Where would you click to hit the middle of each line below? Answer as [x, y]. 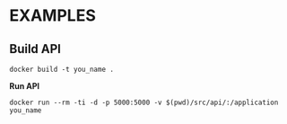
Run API [25, 86]
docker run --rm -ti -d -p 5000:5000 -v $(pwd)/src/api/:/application [144, 102]
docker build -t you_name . [62, 69]
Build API [35, 49]
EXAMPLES [52, 16]
